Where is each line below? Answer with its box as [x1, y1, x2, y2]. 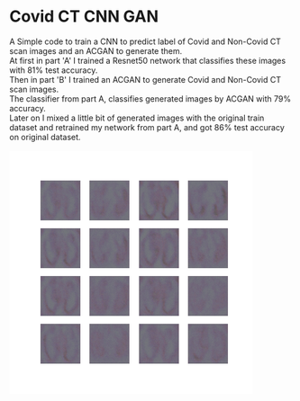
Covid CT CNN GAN [9, 6, 159, 27]
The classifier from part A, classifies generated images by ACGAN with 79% [9, 93, 291, 104]
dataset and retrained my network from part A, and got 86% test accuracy [9, 121, 286, 132]
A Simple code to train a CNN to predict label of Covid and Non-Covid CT [9, 36, 282, 47]
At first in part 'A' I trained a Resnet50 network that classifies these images [9, 55, 286, 66]
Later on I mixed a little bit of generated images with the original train [9, 112, 265, 123]
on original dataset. [9, 131, 81, 142]
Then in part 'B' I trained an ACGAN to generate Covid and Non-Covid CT [9, 74, 282, 85]
